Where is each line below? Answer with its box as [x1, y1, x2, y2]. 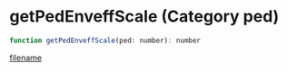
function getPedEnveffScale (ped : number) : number [9, 36, 202, 45]
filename [9, 52, 43, 63]
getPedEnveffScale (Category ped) [9, 6, 280, 27]
